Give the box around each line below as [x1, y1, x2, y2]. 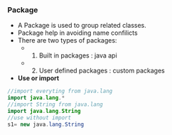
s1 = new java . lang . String [7, 121, 84, 128]
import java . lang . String [7, 107, 81, 114]
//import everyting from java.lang [7, 87, 113, 95]
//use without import [7, 114, 72, 121]
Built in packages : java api [38, 51, 117, 60]
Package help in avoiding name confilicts [17, 28, 138, 37]
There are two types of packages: [17, 36, 117, 45]
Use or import [17, 74, 60, 82]
